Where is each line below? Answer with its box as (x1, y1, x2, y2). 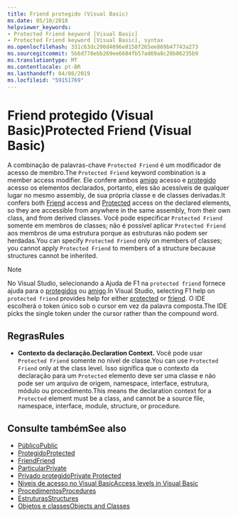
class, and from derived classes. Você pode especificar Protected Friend (7, 214, 222, 223)
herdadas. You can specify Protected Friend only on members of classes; (7, 236, 222, 245)
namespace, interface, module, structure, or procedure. (17, 402, 181, 410)
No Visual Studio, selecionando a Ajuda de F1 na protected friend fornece (7, 279, 226, 288)
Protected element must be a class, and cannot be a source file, (17, 394, 205, 403)
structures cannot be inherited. (7, 252, 98, 260)
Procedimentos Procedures (17, 486, 97, 495)
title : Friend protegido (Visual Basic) (7, 10, 129, 18)
